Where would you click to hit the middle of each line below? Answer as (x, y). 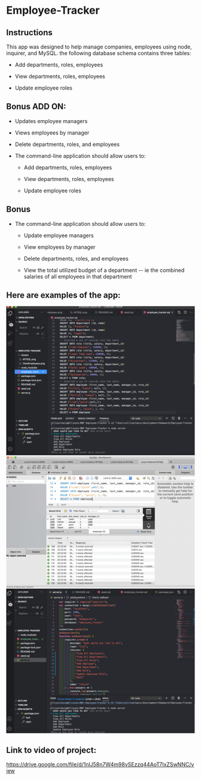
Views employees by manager (52, 133)
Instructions (29, 33)
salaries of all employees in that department (78, 276)
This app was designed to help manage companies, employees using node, (99, 47)
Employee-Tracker (53, 10)
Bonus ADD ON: (36, 107)
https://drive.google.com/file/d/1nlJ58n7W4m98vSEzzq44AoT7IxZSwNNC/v (100, 764)
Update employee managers (59, 235)
